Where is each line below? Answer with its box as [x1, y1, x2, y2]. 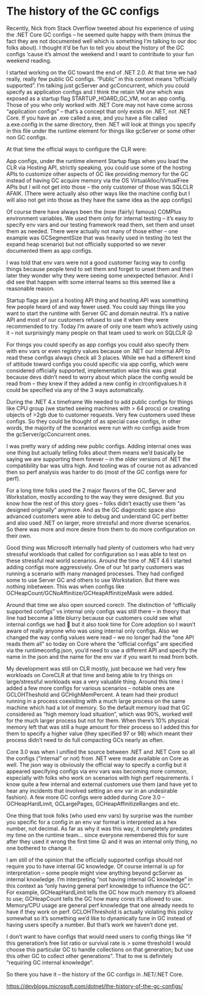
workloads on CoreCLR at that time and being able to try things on [6, 671, 173, 678]
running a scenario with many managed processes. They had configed [6, 570, 184, 577]
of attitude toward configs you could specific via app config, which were [6, 360, 189, 368]
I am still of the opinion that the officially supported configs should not [6, 856, 183, 863]
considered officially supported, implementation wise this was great [6, 366, 177, 374]
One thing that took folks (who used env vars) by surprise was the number [6, 812, 193, 819]
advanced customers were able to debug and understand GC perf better [6, 512, 189, 520]
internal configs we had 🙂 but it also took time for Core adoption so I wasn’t [6, 620, 196, 628]
